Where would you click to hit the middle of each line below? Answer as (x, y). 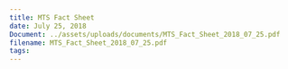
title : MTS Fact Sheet (52, 17)
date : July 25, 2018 (48, 26)
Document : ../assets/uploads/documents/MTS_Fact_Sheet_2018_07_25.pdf (145, 34)
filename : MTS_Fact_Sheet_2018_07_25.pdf (88, 43)
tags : (19, 51)
